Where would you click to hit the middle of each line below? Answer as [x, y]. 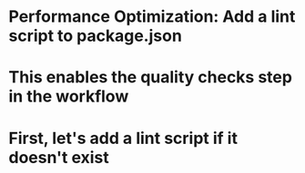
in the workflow [69, 96]
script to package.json [96, 36]
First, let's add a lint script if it [123, 138]
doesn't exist [59, 157]
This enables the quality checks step [151, 77]
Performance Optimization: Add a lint [152, 17]
